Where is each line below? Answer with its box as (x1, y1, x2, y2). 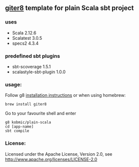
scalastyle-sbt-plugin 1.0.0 (12, 69, 66, 75)
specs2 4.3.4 (12, 40, 39, 46)
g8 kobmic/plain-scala (5, 120, 51, 125)
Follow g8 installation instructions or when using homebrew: (5, 92, 126, 98)
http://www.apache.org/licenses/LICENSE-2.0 (5, 156, 98, 162)
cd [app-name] (5, 124, 34, 129)
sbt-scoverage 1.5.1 (12, 63, 51, 69)
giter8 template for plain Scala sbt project (5, 4, 134, 12)
